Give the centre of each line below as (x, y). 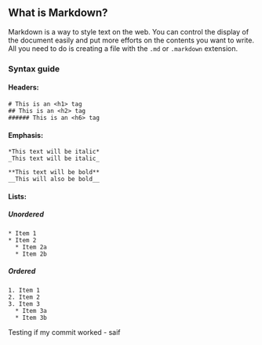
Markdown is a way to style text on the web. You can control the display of (129, 31)
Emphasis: (26, 135)
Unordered (26, 214)
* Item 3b (31, 318)
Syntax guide (34, 68)
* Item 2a (31, 247)
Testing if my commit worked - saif (64, 332)
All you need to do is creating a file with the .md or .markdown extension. (123, 48)
